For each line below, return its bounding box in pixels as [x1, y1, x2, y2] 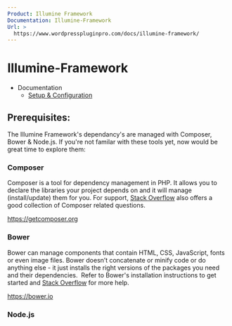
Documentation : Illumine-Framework [7, 17, 112, 24]
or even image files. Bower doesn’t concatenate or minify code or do [7, 256, 206, 264]
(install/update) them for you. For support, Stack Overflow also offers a [7, 194, 213, 202]
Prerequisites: [7, 111, 70, 123]
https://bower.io [7, 291, 53, 300]
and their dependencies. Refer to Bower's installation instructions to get [7, 270, 217, 279]
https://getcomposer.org [7, 215, 79, 223]
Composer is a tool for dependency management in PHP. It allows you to [7, 179, 218, 187]
